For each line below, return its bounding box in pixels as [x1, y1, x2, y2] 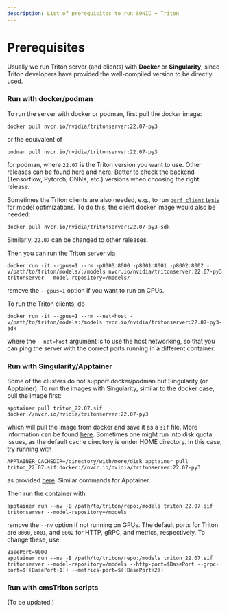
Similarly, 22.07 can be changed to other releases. [7, 235, 149, 244]
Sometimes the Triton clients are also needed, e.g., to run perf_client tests [7, 195, 220, 203]
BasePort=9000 [7, 549, 48, 556]
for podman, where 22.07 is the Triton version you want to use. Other [7, 160, 202, 168]
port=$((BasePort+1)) [7, 567, 69, 574]
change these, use [7, 535, 60, 544]
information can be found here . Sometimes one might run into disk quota [7, 430, 213, 438]
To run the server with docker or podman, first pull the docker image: [7, 109, 202, 118]
